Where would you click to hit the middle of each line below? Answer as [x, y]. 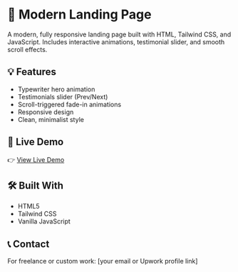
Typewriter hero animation [56, 89]
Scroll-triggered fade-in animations [69, 104]
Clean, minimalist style [51, 119]
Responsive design [46, 112]
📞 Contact [29, 244]
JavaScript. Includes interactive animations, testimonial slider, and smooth [116, 41]
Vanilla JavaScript [44, 221]
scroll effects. [27, 49]
